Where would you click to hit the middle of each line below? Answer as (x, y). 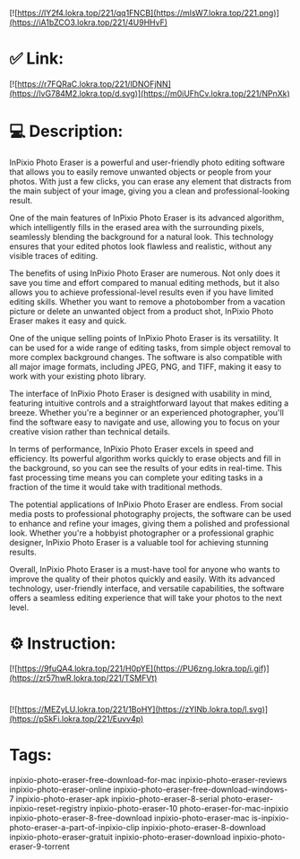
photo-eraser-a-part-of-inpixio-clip (75, 827)
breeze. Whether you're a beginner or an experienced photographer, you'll (147, 412)
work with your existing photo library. (78, 376)
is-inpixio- (270, 818)
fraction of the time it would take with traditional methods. (116, 486)
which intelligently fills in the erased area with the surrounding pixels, (137, 227)
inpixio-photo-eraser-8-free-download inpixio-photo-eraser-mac (129, 818)
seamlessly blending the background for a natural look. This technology (141, 236)
